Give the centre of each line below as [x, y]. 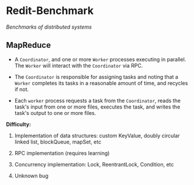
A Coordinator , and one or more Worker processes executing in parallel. [100, 59]
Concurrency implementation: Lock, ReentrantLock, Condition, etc [94, 164]
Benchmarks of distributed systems [49, 27]
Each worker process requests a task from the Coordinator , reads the [98, 100]
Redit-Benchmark [50, 11]
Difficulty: [18, 124]
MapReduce [29, 45]
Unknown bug [31, 176]
